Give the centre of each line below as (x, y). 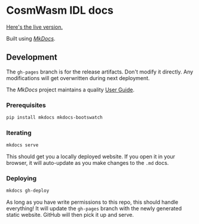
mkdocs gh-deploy (28, 191)
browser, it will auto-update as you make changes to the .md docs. (88, 163)
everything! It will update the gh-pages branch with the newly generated (94, 208)
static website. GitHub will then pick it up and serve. (70, 215)
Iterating (19, 133)
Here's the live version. (35, 27)
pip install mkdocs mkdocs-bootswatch (54, 118)
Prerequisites (26, 105)
